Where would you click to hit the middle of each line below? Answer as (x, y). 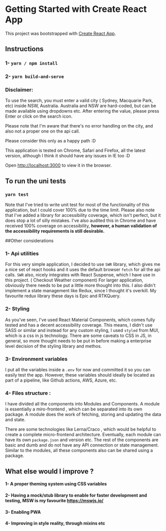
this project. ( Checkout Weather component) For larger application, (74, 280)
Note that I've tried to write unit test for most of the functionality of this (77, 205)
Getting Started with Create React (76, 9)
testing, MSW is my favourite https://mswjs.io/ (55, 500)
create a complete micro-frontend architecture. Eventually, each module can (83, 435)
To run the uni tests (36, 181)
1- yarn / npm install (31, 63)
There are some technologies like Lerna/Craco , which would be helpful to (81, 429)
